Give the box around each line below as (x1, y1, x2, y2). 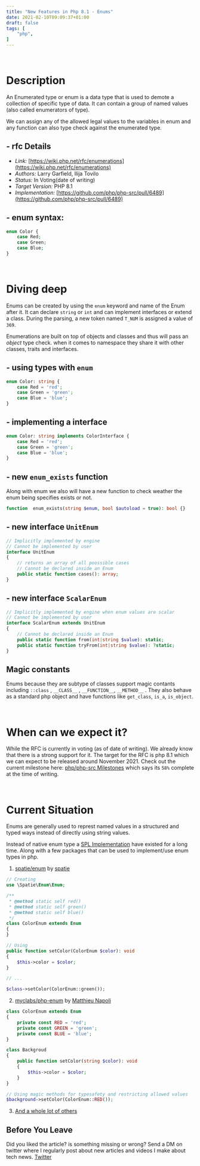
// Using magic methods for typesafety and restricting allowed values (6, 1091, 188, 1097)
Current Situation (6, 803, 94, 817)
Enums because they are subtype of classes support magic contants (6, 680, 175, 687)
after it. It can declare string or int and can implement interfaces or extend (6, 308, 192, 315)
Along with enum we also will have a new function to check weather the (6, 488, 183, 495)
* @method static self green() (8, 904, 87, 910)
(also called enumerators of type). (6, 106, 90, 113)
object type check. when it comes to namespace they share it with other (6, 339, 184, 346)
